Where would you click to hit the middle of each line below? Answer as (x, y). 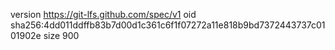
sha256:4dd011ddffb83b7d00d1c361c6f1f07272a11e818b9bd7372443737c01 (168, 25)
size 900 (61, 35)
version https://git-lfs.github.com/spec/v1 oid (103, 14)
